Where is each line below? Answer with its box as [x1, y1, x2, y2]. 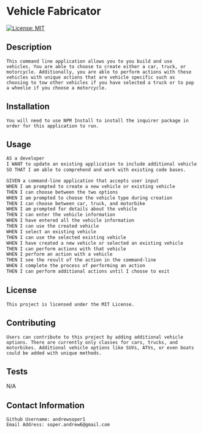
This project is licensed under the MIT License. [6, 301, 135, 307]
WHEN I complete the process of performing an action [6, 263, 146, 269]
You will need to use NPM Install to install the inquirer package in [6, 117, 189, 124]
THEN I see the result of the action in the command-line [6, 257, 156, 263]
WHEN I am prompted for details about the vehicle [6, 206, 137, 212]
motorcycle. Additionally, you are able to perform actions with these [6, 69, 191, 75]
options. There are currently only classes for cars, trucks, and [6, 339, 178, 345]
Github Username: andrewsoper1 [6, 416, 86, 422]
